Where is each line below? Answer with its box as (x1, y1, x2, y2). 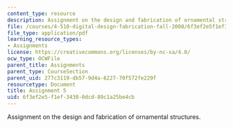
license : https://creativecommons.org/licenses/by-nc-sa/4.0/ (7, 49, 191, 56)
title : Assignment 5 (7, 87, 67, 94)
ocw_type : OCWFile (7, 55, 60, 62)
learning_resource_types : (7, 36, 82, 43)
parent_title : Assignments (7, 62, 85, 68)
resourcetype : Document (7, 81, 76, 88)
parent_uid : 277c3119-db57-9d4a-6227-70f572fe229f (7, 74, 157, 82)
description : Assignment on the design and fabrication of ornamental (7, 17, 216, 24)
